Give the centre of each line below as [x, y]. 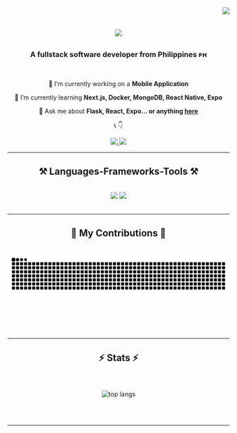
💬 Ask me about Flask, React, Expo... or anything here [119, 111]
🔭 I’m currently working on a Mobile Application [119, 84]
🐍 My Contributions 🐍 [119, 233]
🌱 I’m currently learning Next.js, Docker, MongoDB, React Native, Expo [119, 97]
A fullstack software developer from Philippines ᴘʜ [119, 54]
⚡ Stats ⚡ [119, 358]
